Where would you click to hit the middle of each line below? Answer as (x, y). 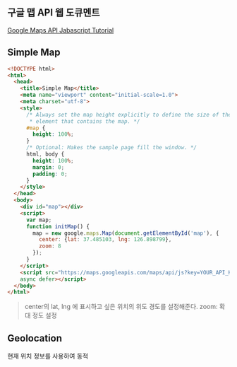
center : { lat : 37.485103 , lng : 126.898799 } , (105, 240)
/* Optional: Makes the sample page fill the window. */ (111, 148)
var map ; (39, 220)
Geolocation (35, 338)
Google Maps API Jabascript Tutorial (61, 30)
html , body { (45, 154)
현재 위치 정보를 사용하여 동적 (48, 356)
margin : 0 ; (49, 167)
